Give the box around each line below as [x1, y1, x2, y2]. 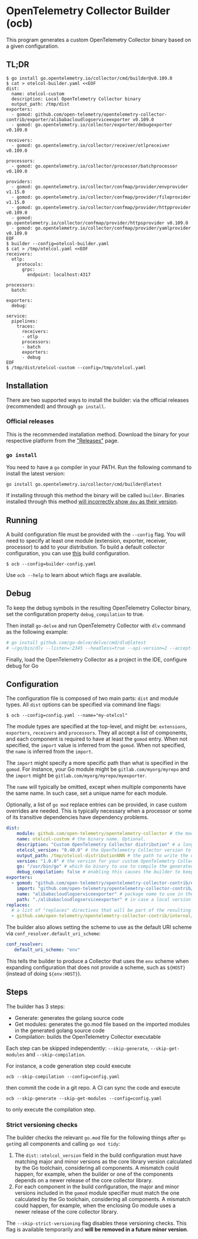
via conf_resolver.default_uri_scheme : [6, 930, 101, 937]
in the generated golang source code [14, 1026, 105, 1034]
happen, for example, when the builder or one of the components [14, 1170, 174, 1178]
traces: [16, 323, 35, 329]
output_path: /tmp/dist [11, 101, 70, 107]
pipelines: [11, 318, 38, 324]
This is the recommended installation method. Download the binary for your [6, 431, 190, 438]
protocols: [16, 261, 44, 267]
